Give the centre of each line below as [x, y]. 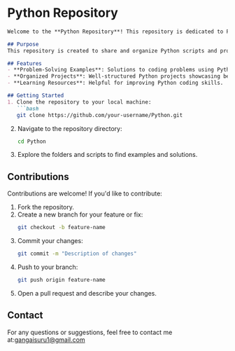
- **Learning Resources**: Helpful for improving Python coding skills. [115, 83]
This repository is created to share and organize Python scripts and [112, 50]
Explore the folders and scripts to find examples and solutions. [107, 155]
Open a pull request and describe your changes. [87, 293]
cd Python [32, 142]
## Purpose [23, 44]
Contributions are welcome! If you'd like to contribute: [85, 193]
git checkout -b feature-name [62, 228]
